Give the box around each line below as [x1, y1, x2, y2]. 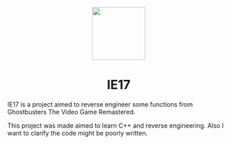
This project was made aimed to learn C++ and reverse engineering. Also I [7, 121, 224, 130]
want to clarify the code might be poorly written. [7, 128, 148, 137]
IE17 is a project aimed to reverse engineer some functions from [7, 100, 193, 109]
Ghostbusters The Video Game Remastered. [7, 107, 136, 116]
